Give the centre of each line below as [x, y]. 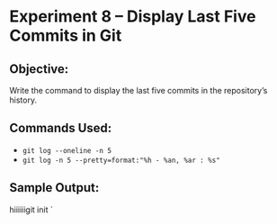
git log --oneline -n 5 [67, 150]
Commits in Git [66, 36]
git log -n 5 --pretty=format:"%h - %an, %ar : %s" [121, 160]
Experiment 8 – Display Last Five [133, 17]
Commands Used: [61, 128]
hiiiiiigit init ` [31, 210]
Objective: [39, 69]
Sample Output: [54, 188]
